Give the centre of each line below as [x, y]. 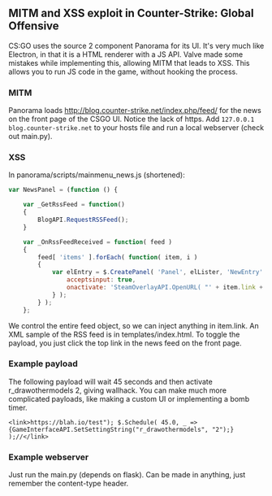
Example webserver [49, 457]
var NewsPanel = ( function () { [63, 190]
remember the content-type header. [69, 484]
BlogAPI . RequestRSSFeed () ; [83, 220]
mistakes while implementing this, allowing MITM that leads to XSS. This [129, 63]
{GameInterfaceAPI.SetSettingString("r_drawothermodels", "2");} [121, 429]
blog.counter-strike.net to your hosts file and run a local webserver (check [136, 128]
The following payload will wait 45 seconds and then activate [110, 381]
